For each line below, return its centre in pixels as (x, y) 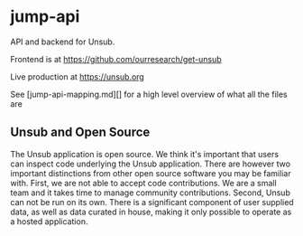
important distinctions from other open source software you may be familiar (151, 173)
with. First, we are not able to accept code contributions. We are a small (144, 183)
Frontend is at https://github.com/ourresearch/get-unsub (116, 59)
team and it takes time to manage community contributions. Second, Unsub (151, 193)
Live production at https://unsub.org (78, 76)
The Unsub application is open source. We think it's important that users (144, 154)
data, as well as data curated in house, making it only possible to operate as (151, 212)
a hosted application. (49, 221)
